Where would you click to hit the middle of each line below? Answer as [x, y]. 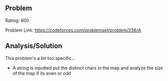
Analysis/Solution [34, 46]
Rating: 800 [17, 20]
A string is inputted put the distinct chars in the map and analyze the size [88, 68]
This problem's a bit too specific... [40, 58]
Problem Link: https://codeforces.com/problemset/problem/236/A [73, 30]
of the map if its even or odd [42, 73]
